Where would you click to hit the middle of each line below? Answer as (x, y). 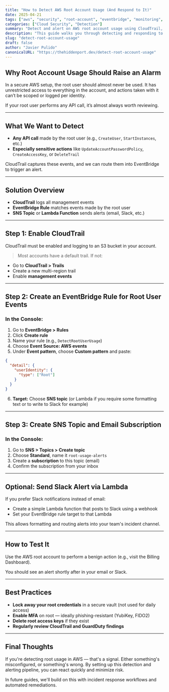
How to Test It (27, 545)
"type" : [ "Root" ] (37, 375)
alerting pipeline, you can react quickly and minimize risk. (65, 670)
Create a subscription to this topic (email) (56, 461)
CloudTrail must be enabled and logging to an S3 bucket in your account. (81, 246)
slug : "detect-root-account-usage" (43, 38)
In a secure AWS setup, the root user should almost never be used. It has (81, 85)
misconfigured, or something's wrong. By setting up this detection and (78, 664)
